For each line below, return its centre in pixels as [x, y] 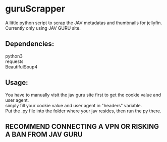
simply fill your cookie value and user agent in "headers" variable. [74, 105]
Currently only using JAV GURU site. [43, 28]
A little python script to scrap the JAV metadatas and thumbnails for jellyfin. [84, 23]
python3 [14, 56]
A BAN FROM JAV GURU [44, 134]
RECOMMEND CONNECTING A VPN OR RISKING [82, 126]
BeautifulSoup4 [21, 66]
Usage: [17, 83]
